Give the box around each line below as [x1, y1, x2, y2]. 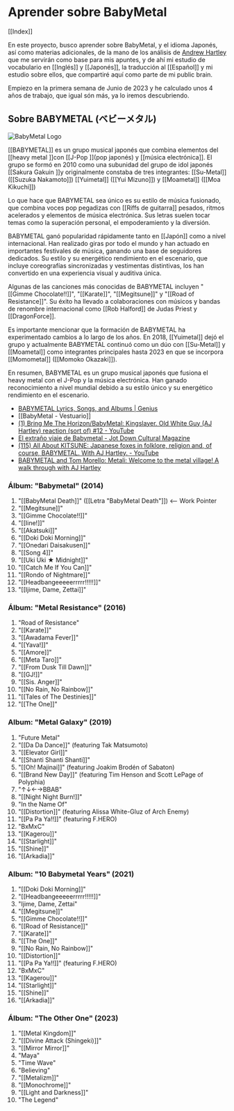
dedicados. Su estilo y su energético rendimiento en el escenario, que [8, 254, 208, 262]
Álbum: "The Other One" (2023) [8, 1013, 119, 1023]
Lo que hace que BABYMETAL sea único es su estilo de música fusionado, [8, 196, 222, 204]
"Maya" [17, 1051, 40, 1059]
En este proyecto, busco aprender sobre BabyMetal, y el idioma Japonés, [8, 40, 218, 49]
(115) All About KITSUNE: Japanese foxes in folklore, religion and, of [17, 441, 212, 449]
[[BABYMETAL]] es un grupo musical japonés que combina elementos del [8, 146, 219, 154]
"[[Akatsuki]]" [17, 527, 58, 535]
